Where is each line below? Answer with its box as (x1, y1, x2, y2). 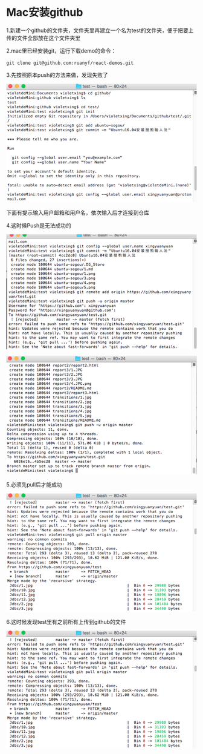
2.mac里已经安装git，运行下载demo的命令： (6, 47, 117, 54)
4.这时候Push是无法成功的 (6, 222, 71, 229)
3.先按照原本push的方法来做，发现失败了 (6, 71, 108, 79)
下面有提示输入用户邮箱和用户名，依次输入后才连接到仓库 (6, 209, 149, 217)
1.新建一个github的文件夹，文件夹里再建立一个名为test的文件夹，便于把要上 (6, 27, 194, 34)
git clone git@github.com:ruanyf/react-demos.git (6, 60, 134, 66)
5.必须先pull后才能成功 (6, 481, 62, 488)
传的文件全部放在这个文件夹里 (6, 34, 80, 41)
